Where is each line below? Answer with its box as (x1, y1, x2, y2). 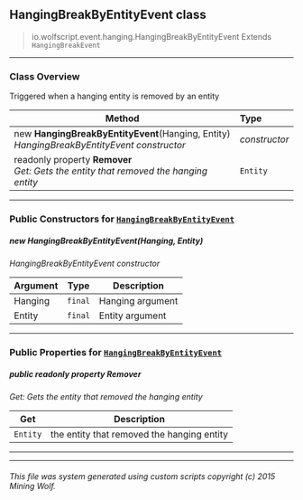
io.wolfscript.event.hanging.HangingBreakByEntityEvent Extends (31, 31, 272, 42)
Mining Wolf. (9, 481, 56, 492)
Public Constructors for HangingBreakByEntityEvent (9, 212, 235, 225)
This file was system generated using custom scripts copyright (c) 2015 (9, 471, 276, 482)
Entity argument (98, 309, 167, 322)
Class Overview (9, 70, 80, 82)
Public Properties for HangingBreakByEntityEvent (9, 345, 223, 358)
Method (105, 112, 140, 125)
